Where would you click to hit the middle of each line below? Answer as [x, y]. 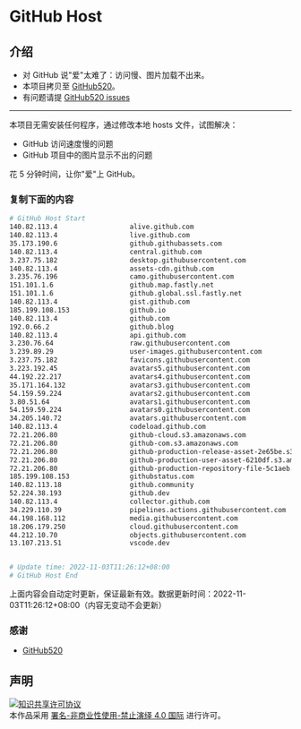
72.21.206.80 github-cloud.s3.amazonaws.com [128, 435]
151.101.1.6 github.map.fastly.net [112, 285]
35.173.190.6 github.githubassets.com [116, 244]
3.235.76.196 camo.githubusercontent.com [122, 277]
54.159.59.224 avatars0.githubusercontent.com [130, 410]
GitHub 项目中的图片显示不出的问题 [87, 155]
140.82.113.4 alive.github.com [102, 227]
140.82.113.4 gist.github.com [100, 302]
